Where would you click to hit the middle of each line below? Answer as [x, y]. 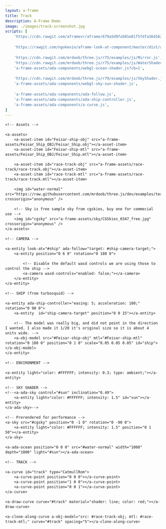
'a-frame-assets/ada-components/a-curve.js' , [62, 105]
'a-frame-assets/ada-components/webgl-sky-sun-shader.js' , [76, 84]
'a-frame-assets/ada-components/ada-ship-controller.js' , [75, 99]
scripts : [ [16, 32]
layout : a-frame [22, 10]
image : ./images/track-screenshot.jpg [45, 26]
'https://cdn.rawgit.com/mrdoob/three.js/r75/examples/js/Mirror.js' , [88, 58]
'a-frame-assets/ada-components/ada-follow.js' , [65, 94]
